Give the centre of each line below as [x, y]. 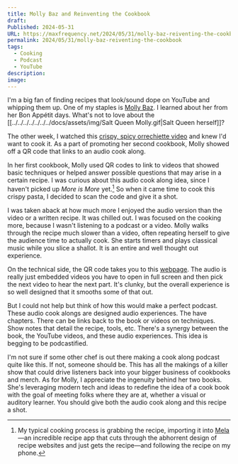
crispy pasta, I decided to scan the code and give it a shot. [93, 197]
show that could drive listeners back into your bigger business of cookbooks [119, 372]
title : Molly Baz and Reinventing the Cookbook [79, 14]
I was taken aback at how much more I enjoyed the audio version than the [115, 211]
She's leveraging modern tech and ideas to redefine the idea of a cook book [119, 387]
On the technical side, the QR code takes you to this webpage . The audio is [117, 270]
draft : [17, 21]
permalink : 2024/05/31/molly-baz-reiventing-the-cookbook [95, 40]
